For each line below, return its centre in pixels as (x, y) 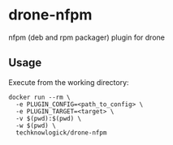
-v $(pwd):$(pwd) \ (49, 118)
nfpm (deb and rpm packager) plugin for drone (86, 37)
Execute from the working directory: (69, 82)
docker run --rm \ (39, 97)
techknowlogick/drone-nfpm (61, 132)
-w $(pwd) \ (36, 126)
